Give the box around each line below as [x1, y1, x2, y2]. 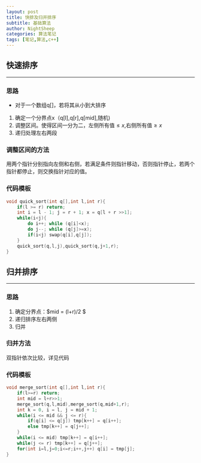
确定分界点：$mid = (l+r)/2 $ [14, 308, 86, 315]
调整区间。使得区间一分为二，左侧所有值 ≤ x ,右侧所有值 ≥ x [14, 122, 163, 129]
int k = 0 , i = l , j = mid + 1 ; [17, 407, 98, 413]
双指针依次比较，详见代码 [6, 354, 69, 361]
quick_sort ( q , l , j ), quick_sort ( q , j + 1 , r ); [17, 243, 119, 249]
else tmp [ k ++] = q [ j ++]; [28, 423, 90, 429]
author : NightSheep [6, 25, 55, 32]
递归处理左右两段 [14, 130, 57, 137]
